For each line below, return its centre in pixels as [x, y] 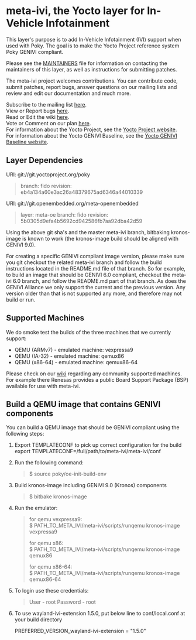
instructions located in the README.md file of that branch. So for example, [96, 268]
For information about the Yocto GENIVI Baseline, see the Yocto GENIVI [92, 135]
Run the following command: [49, 463]
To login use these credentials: [51, 591]
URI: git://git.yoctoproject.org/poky [48, 174]
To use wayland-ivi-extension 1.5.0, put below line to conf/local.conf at [100, 614]
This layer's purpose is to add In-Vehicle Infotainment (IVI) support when [94, 39]
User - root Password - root [63, 602]
